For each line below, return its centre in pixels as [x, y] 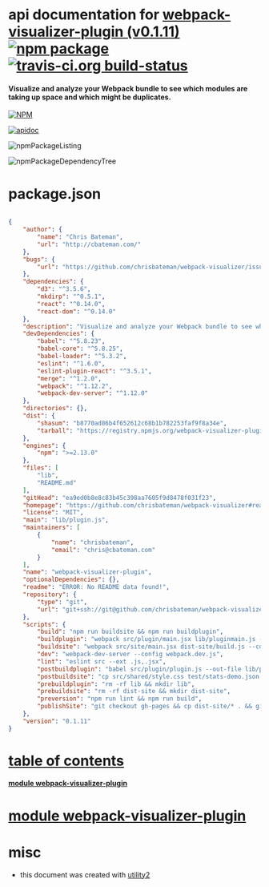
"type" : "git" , [62, 602]
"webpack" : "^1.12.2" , [75, 386]
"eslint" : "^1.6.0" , [71, 363]
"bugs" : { [39, 259]
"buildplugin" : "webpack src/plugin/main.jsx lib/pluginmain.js [147, 639]
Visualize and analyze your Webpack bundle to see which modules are [128, 88]
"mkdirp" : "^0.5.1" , [71, 297]
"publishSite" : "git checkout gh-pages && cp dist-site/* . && [145, 707]
